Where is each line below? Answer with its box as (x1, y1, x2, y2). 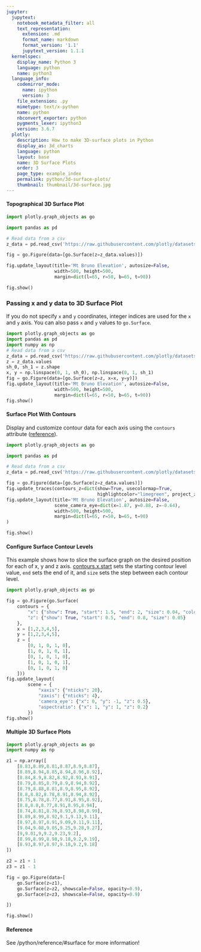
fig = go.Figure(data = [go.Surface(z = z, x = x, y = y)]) (6, 375, 138, 381)
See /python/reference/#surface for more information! (6, 939, 140, 947)
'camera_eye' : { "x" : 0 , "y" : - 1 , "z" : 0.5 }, (38, 698, 151, 705)
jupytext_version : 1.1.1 (22, 48, 84, 54)
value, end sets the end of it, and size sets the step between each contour (6, 569, 188, 577)
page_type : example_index (17, 171, 82, 177)
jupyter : (6, 8, 28, 15)
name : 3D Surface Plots (17, 160, 77, 166)
